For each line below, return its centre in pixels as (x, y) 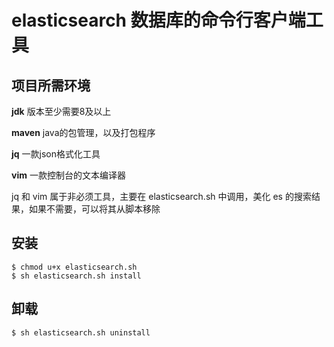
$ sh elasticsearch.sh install (76, 276)
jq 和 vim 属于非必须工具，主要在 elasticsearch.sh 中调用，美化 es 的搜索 (161, 196)
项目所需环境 (51, 85)
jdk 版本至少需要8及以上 (61, 111)
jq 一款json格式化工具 (56, 154)
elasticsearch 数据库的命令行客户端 (158, 20)
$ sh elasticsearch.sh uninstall (81, 332)
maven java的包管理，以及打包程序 (83, 132)
